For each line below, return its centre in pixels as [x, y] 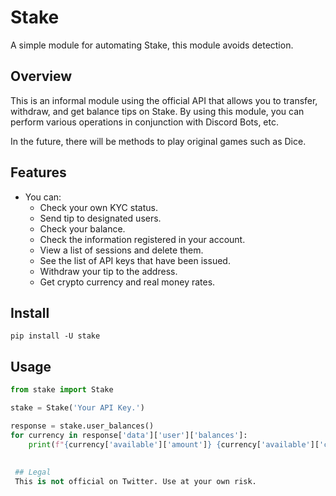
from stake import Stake [62, 390]
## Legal [33, 472]
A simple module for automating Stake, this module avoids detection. [152, 45]
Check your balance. [82, 228]
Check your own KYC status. [98, 207]
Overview [41, 76]
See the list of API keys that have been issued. [135, 260]
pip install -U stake [55, 336]
